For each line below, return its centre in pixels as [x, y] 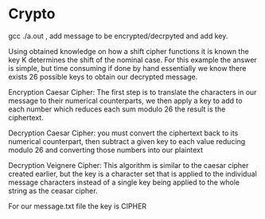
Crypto [32, 14]
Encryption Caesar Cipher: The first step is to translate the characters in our [132, 92]
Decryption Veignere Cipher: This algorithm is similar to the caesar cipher [129, 165]
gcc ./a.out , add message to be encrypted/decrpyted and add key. [118, 36]
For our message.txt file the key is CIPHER [78, 206]
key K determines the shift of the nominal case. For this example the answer [132, 60]
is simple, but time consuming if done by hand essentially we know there [127, 68]
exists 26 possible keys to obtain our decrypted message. [103, 76]
